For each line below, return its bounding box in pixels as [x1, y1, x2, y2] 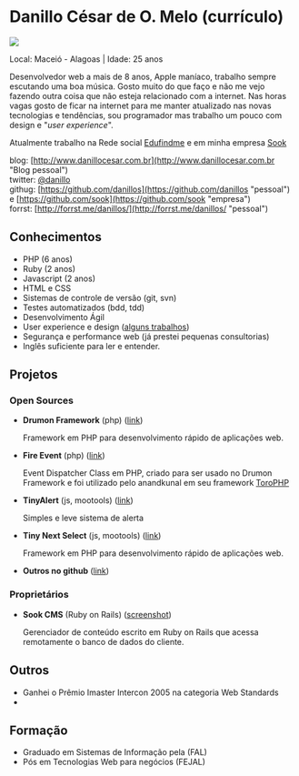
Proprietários [9, 589, 70, 601]
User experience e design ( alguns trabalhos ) [22, 321, 190, 332]
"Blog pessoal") [9, 164, 68, 175]
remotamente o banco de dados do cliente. [22, 636, 184, 647]
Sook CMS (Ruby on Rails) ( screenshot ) [22, 609, 173, 620]
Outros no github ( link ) [22, 566, 110, 577]
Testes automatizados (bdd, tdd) [22, 302, 145, 313]
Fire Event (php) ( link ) [22, 450, 105, 461]
